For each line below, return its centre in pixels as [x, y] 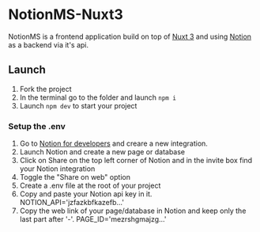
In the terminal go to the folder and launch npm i [98, 97]
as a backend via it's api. [49, 44]
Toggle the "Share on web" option [75, 177]
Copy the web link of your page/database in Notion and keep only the [133, 211]
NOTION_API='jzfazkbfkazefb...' [72, 203]
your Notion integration [57, 169]
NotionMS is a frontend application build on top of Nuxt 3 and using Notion [130, 36]
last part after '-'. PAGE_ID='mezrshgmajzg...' [93, 219]
